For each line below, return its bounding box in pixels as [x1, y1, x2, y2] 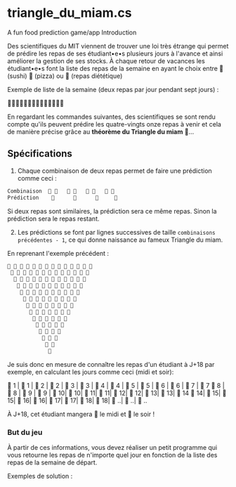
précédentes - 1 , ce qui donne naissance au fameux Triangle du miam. [17, 235, 223, 244]
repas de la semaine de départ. [7, 458, 98, 467]
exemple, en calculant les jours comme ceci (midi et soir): [7, 368, 174, 376]
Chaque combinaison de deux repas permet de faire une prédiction [17, 167, 212, 175]
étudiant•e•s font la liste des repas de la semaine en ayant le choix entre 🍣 [7, 64, 224, 72]
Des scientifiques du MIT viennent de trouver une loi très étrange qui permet [7, 41, 229, 50]
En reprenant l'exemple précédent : [7, 249, 110, 257]
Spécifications [7, 148, 72, 160]
